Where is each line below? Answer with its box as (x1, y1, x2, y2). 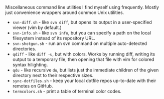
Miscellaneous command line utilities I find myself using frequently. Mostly (5, 4, 159, 10)
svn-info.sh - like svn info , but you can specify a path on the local (12, 30, 151, 35)
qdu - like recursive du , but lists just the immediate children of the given (12, 67, 159, 73)
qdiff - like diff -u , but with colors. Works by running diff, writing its (12, 51, 155, 57)
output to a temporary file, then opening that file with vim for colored (12, 56, 154, 62)
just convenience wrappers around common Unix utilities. (5, 9, 124, 15)
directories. (12, 46, 37, 51)
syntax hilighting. (12, 62, 48, 67)
